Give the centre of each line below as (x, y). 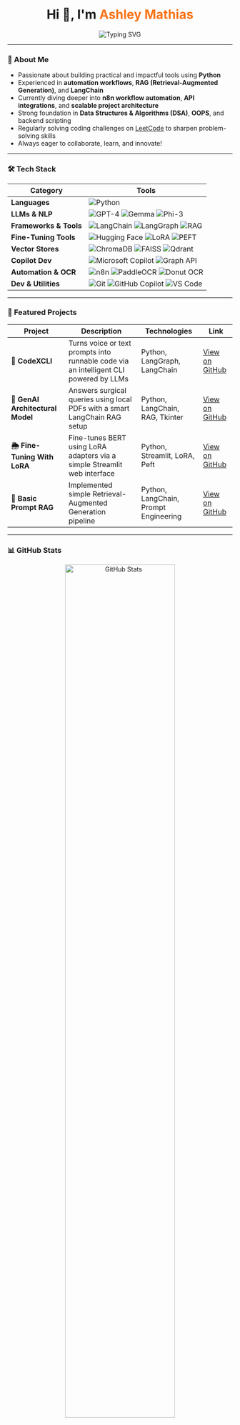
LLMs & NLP (32, 214)
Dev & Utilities (35, 284)
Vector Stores (35, 249)
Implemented (90, 485)
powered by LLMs (98, 379)
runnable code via (99, 361)
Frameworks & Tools (46, 226)
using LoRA (87, 446)
